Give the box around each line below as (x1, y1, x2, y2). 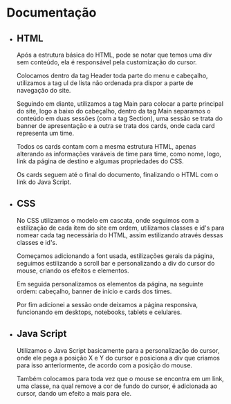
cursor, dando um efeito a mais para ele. (16, 389, 132, 397)
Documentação (6, 5, 97, 21)
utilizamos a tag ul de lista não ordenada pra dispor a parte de (16, 79, 194, 87)
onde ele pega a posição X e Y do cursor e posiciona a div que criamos (16, 353, 221, 362)
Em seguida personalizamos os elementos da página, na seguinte (16, 279, 203, 288)
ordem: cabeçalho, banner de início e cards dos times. (16, 287, 172, 295)
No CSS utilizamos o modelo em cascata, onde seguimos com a (16, 216, 199, 224)
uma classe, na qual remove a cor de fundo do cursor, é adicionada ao (16, 382, 218, 390)
